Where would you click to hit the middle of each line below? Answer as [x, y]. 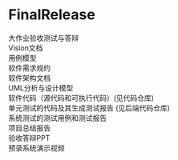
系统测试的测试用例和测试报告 [57, 118]
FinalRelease [52, 15]
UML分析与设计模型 [41, 88]
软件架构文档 [29, 78]
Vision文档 [26, 48]
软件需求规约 [29, 68]
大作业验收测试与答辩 [43, 38]
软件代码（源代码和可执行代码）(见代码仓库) [81, 98]
